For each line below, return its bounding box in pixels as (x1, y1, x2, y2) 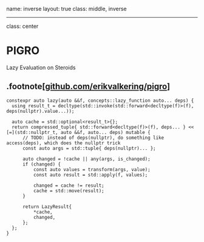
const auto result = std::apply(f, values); (33, 172, 148, 178)
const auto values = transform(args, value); (33, 166, 151, 172)
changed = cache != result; (33, 182, 104, 189)
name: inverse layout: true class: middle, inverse (6, 5, 127, 12)
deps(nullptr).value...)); (6, 108, 75, 114)
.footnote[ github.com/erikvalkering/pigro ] (6, 81, 171, 92)
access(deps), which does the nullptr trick (6, 139, 121, 146)
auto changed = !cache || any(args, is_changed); (22, 156, 151, 162)
